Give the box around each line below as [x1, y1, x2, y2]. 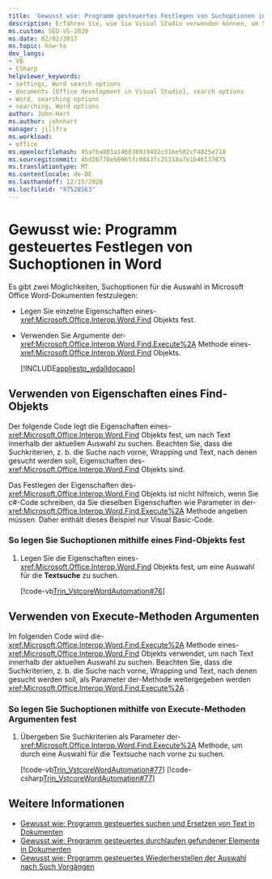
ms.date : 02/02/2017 [8, 34, 79, 43]
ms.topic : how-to [8, 42, 67, 50]
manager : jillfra [8, 125, 67, 133]
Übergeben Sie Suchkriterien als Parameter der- [19, 731, 181, 741]
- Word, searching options [8, 95, 100, 103]
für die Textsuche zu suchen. [19, 570, 120, 580]
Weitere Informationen [8, 797, 125, 811]
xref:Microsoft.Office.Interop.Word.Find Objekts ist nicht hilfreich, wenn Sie [8, 489, 259, 498]
